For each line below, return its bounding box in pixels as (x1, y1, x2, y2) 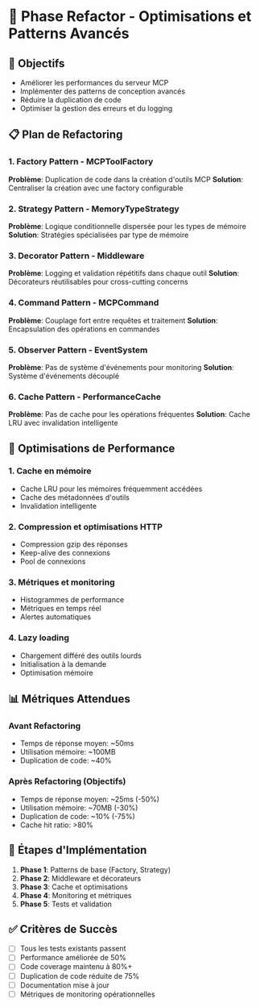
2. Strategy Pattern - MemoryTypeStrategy (8, 203, 180, 214)
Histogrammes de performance (19, 595, 125, 605)
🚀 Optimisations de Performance (8, 441, 175, 455)
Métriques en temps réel (19, 604, 102, 614)
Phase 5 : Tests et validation (19, 899, 113, 909)
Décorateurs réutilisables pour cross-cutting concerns (8, 277, 188, 287)
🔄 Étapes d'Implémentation (8, 843, 147, 857)
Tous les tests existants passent (19, 943, 126, 954)
